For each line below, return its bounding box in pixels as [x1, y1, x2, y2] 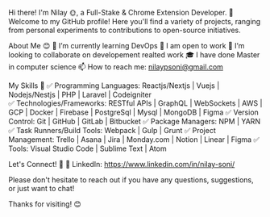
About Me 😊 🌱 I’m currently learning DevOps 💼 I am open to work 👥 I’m [8, 41, 245, 50]
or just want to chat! [8, 184, 75, 193]
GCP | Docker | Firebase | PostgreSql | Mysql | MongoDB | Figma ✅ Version [8, 107, 260, 117]
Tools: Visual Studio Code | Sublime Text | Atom [8, 144, 167, 153]
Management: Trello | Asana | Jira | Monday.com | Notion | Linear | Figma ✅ [8, 135, 260, 144]
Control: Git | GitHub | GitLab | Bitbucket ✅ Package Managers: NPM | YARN [8, 117, 260, 126]
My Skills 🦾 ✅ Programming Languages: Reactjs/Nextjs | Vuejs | [8, 81, 220, 90]
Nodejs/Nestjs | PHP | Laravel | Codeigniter [8, 90, 152, 99]
